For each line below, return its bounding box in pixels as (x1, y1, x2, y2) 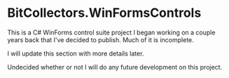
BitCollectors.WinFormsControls (7, 5, 202, 21)
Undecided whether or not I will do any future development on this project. (7, 63, 223, 71)
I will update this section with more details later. (7, 49, 144, 58)
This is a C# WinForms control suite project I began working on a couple (7, 28, 216, 37)
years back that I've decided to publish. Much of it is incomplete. (7, 35, 194, 44)
